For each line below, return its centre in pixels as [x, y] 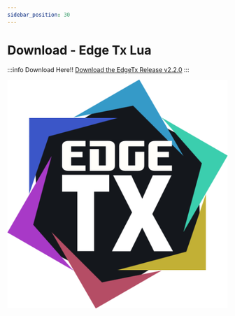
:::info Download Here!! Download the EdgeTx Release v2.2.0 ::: [99, 69]
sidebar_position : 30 [39, 15]
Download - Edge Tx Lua [79, 50]
